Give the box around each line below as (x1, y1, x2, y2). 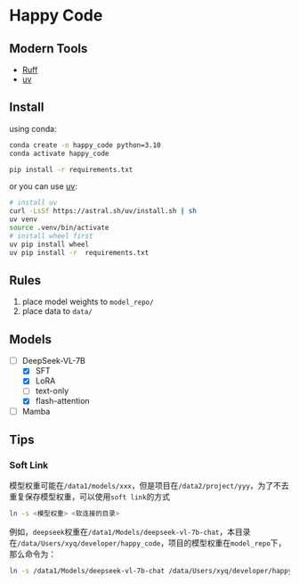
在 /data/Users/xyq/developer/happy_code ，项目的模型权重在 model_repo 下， (9, 538, 287, 548)
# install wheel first (9, 231, 93, 241)
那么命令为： (9, 549, 56, 560)
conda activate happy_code (9, 149, 109, 158)
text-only (35, 385, 69, 397)
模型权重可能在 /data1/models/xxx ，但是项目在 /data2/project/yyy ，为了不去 (9, 481, 289, 491)
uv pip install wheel (9, 240, 90, 249)
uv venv (9, 215, 38, 224)
